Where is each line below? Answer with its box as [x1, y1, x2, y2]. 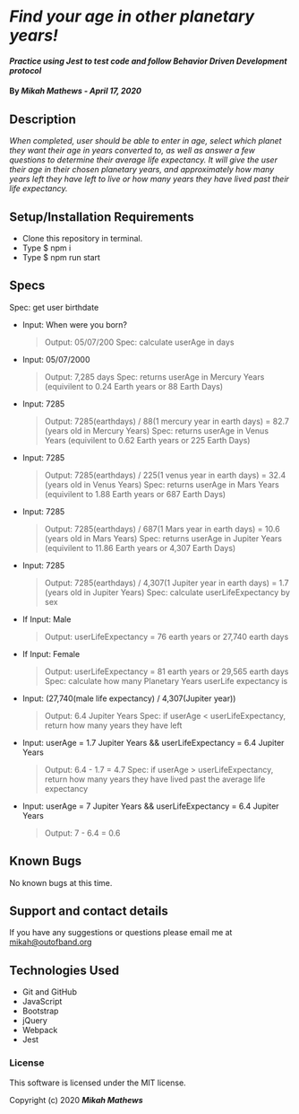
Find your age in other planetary [9, 6, 255, 27]
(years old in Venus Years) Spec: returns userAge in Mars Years [44, 478, 279, 490]
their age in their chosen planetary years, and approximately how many [9, 164, 275, 175]
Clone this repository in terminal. [21, 233, 143, 243]
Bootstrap [21, 1005, 59, 1016]
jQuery [21, 1015, 47, 1026]
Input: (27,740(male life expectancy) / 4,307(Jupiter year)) [21, 693, 236, 704]
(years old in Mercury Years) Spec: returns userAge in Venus [44, 425, 269, 436]
